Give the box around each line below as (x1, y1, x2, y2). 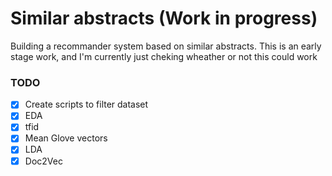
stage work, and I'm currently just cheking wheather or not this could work (10, 50, 318, 62)
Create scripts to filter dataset (24, 98, 149, 111)
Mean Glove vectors (24, 132, 108, 144)
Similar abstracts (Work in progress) (10, 7, 318, 30)
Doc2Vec (24, 155, 63, 167)
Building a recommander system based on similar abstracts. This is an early (10, 40, 322, 52)
